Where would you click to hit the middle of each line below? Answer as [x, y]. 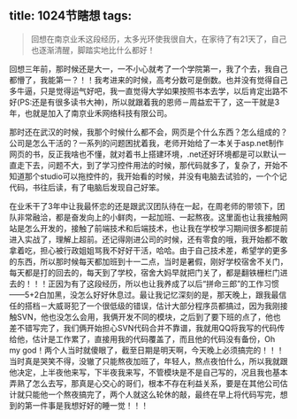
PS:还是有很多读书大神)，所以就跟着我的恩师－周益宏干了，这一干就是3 [150, 102]
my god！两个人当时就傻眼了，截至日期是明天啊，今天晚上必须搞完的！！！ [147, 350]
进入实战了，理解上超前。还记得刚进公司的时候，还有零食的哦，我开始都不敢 [148, 239]
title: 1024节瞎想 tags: [71, 16]
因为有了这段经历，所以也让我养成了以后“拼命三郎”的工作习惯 [168, 283]
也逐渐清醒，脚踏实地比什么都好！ [93, 50]
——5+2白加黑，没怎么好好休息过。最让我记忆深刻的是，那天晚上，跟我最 [144, 294]
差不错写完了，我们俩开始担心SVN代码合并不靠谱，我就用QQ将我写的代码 [143, 328]
